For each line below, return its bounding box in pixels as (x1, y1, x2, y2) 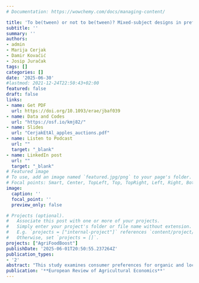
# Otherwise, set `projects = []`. (6, 235, 99, 241)
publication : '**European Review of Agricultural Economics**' (6, 268, 166, 274)
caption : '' (11, 191, 41, 197)
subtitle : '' (6, 25, 38, 31)
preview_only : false (11, 202, 62, 208)
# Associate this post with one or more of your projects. (6, 218, 161, 224)
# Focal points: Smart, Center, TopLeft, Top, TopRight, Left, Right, (6, 180, 184, 186)
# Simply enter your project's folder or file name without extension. (6, 224, 192, 229)
